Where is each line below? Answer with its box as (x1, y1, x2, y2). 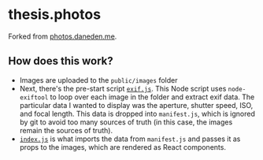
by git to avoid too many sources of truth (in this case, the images (19, 117, 233, 127)
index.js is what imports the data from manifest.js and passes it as (19, 134, 241, 143)
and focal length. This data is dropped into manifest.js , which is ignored (19, 109, 256, 118)
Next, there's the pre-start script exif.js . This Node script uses (19, 84, 227, 93)
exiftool (19, 93, 49, 102)
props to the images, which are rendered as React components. (19, 142, 227, 151)
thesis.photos (8, 6, 101, 24)
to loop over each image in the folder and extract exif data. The (50, 92, 255, 102)
